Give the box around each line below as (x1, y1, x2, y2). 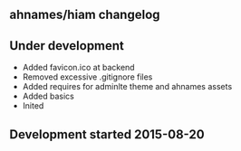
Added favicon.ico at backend (22, 62, 135, 73)
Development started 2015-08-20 (9, 127, 206, 142)
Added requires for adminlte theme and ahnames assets (22, 81, 233, 92)
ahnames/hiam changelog (9, 7, 160, 23)
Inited (22, 100, 44, 111)
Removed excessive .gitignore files (22, 71, 153, 82)
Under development (9, 38, 125, 53)
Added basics (22, 90, 75, 102)
